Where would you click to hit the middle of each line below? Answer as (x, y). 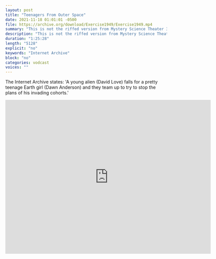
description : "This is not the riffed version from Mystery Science (80, 34)
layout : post (19, 10)
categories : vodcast (27, 63)
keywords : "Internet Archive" (38, 53)
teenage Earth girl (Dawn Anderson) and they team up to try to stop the (81, 87)
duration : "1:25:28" (27, 39)
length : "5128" (22, 44)
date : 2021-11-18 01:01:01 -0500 (41, 19)
